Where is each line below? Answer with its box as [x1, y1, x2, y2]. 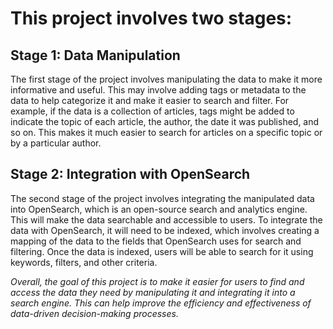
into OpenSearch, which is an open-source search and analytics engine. [10, 203, 308, 215]
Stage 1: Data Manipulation [10, 47, 181, 64]
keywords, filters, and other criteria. [10, 256, 158, 268]
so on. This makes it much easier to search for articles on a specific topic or [10, 127, 323, 138]
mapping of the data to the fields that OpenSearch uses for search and [10, 235, 302, 247]
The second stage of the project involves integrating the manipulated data [10, 192, 315, 204]
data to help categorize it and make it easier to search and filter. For [10, 95, 290, 106]
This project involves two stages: [10, 7, 293, 30]
